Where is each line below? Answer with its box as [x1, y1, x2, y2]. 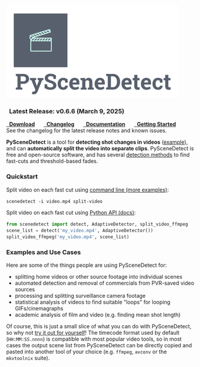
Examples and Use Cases [6, 248, 81, 257]
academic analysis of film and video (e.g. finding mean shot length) [14, 312, 181, 319]
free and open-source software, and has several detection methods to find [6, 151, 190, 159]
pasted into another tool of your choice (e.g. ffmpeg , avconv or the [6, 348, 167, 356]
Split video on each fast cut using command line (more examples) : [6, 186, 169, 193]
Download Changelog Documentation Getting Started [8, 121, 176, 128]
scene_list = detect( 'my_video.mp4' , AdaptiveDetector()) [6, 228, 153, 234]
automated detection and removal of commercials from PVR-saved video [14, 279, 195, 287]
